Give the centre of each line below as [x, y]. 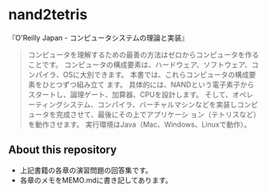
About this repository [63, 150]
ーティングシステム [59, 104]
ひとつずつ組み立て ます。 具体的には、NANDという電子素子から [148, 84]
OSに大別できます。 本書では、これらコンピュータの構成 [156, 74]
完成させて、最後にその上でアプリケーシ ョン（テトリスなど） [156, 114]
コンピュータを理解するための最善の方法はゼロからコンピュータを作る [143, 54]
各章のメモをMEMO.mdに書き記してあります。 [96, 180]
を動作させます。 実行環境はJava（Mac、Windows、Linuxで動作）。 [139, 124]
